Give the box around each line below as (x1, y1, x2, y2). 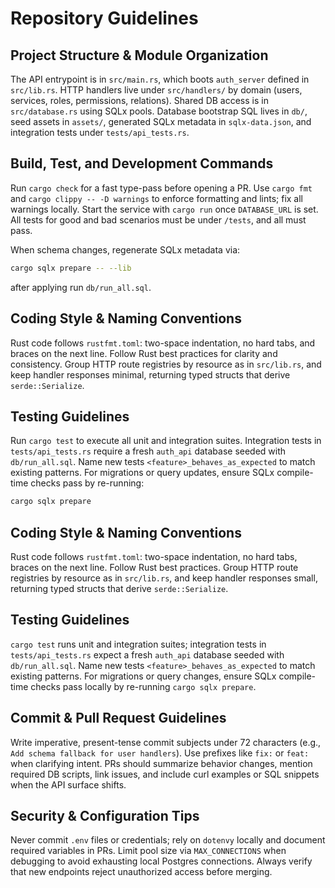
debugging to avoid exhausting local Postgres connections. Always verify (10, 855, 313, 867)
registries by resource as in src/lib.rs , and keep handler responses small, (10, 572, 318, 584)
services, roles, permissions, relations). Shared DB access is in (10, 95, 269, 106)
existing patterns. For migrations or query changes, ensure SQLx (10, 670, 277, 682)
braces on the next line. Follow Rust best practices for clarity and (10, 347, 278, 359)
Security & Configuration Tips (10, 808, 200, 825)
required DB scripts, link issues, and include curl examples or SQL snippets (10, 768, 320, 780)
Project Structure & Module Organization (10, 47, 269, 64)
